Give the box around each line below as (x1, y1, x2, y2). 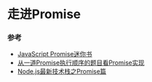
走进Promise (7, 6, 81, 22)
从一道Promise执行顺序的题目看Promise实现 (17, 58, 145, 67)
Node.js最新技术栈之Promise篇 (17, 67, 106, 76)
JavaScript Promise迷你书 (17, 50, 92, 58)
